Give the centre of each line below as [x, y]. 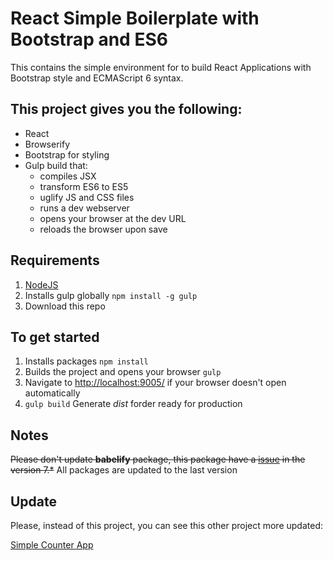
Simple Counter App [52, 545]
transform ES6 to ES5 [84, 186]
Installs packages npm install [86, 361]
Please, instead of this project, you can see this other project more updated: [167, 525]
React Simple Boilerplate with [135, 18]
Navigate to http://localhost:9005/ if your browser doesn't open [155, 383]
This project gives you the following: [126, 109]
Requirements [55, 260]
